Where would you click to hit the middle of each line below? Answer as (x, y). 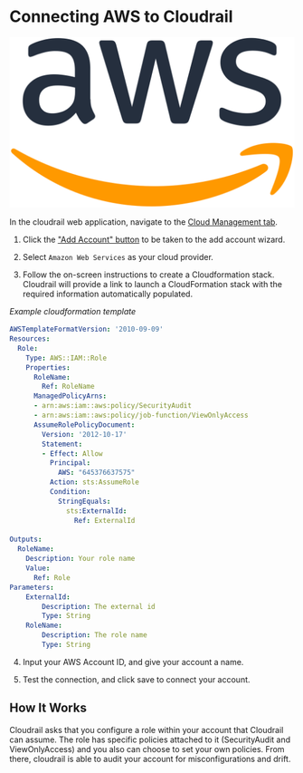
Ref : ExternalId (104, 520)
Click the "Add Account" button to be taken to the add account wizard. (154, 240)
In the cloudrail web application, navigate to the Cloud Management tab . (144, 222)
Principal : (70, 463)
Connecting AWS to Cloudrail (121, 17)
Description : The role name (95, 635)
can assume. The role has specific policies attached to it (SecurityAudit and (150, 739)
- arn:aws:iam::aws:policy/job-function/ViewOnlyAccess (141, 415)
